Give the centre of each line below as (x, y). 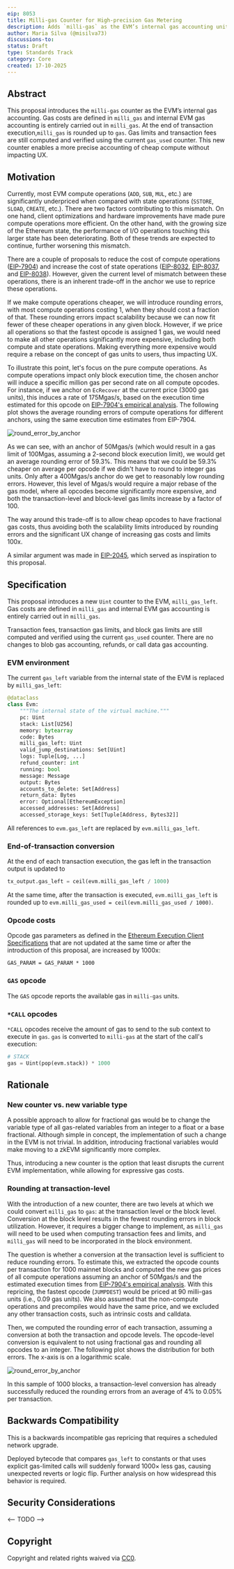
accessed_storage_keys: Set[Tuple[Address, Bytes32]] (99, 815)
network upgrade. (33, 1445)
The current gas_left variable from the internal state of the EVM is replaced (116, 678)
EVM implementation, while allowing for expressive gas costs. (96, 1171)
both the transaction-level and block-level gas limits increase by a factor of (115, 499)
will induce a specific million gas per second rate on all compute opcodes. (114, 383)
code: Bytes (37, 737)
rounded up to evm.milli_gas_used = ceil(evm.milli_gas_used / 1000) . (110, 902)
